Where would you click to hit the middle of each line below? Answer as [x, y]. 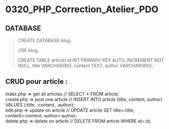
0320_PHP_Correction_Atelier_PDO [82, 9]
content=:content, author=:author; [41, 115]
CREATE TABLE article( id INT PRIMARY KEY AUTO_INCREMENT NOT [91, 60]
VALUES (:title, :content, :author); [40, 105]
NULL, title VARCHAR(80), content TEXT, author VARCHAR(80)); [85, 66]
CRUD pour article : [37, 82]
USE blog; [28, 50]
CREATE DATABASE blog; [44, 40]
